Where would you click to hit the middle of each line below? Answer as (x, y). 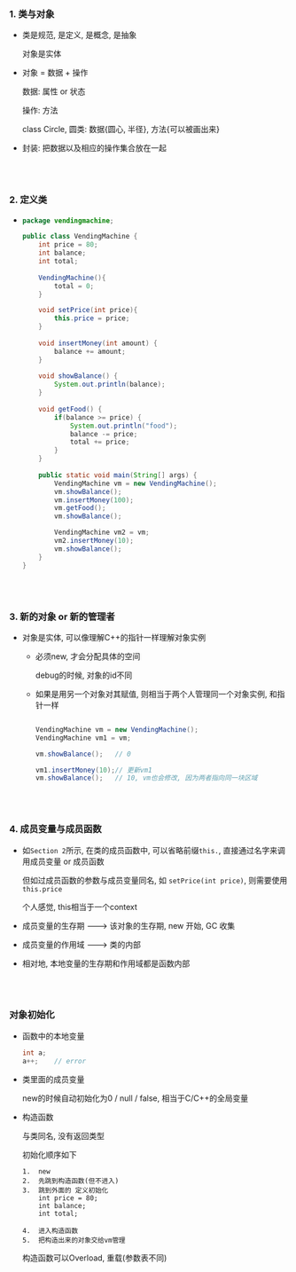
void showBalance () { (78, 376)
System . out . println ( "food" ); (124, 426)
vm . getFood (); (80, 508)
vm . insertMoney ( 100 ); (94, 500)
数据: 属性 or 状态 (54, 91)
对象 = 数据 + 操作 (55, 73)
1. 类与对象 (32, 13)
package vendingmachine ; (68, 220)
